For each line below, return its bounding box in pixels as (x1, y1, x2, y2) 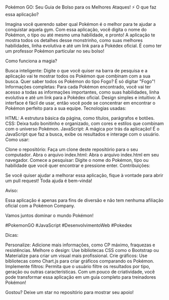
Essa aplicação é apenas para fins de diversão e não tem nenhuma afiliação (5, 197, 163, 203)
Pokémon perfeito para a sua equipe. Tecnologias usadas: (5, 105, 126, 111)
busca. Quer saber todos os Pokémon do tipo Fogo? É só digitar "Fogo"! (5, 78, 155, 84)
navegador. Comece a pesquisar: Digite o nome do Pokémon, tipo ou (5, 157, 149, 163)
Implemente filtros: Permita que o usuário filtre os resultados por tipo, (5, 264, 150, 269)
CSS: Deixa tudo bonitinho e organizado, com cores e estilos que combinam (5, 120, 164, 126)
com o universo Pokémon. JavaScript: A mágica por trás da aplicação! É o (5, 126, 160, 132)
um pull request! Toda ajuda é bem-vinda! (5, 178, 93, 184)
